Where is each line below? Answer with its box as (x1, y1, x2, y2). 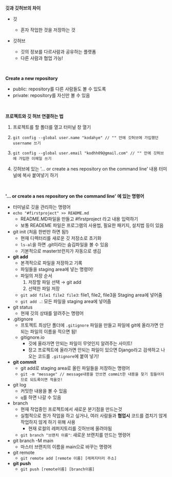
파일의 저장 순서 (20, 273, 52, 279)
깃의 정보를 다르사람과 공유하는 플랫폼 (20, 49, 97, 54)
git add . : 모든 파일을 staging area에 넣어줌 (20, 298, 111, 304)
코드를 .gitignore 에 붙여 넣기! (37, 353, 99, 359)
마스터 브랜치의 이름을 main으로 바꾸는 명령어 (20, 444, 112, 450)
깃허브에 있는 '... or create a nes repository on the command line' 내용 (12, 166, 158, 171)
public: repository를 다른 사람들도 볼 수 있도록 (12, 86, 106, 92)
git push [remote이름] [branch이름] (20, 467, 95, 472)
